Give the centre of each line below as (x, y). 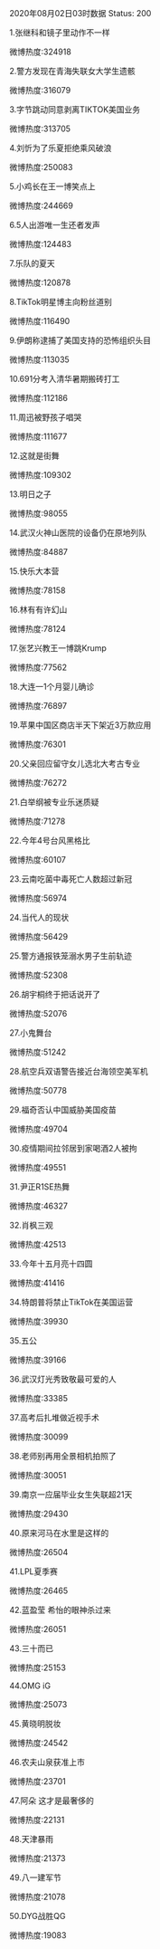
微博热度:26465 (39, 1591)
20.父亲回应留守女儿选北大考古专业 (75, 764)
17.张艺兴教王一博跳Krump (58, 648)
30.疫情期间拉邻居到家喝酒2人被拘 (73, 1148)
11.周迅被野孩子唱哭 (46, 417)
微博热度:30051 (38, 1475)
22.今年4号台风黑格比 (50, 841)
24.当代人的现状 (39, 917)
